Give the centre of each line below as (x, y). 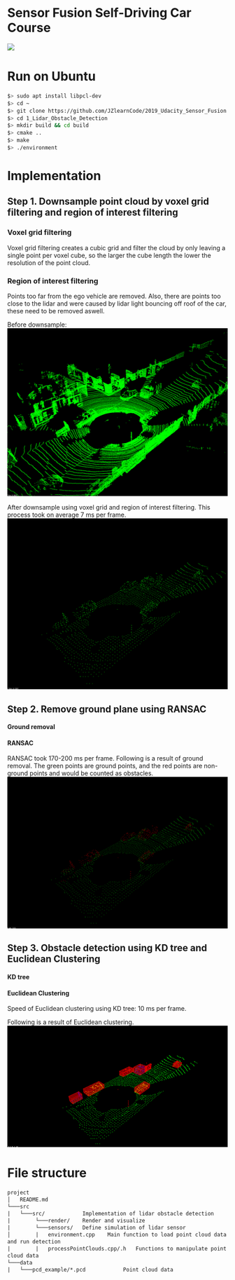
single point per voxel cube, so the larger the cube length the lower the (109, 255)
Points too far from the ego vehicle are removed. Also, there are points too (114, 297)
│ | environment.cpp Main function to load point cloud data (117, 1234)
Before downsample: (37, 325)
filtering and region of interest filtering (93, 213)
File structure (47, 1173)
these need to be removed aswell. (56, 311)
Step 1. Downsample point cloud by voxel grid (108, 202)
